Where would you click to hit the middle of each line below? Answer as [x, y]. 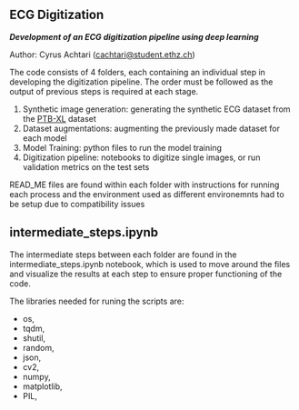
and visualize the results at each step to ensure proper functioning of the [146, 274]
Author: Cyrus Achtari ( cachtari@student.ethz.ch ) [102, 55]
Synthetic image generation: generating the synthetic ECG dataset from [156, 109]
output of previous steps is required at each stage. [104, 91]
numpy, [37, 376]
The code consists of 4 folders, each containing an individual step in [138, 72]
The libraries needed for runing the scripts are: [97, 301]
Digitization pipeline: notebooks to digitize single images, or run [141, 157]
